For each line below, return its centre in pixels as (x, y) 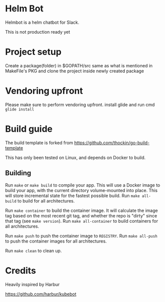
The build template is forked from (39, 143)
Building (18, 173)
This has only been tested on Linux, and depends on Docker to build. (75, 157)
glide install (20, 109)
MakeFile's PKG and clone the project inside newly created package (75, 71)
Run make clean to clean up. (33, 251)
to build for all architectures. (46, 201)
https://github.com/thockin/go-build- (112, 143)
